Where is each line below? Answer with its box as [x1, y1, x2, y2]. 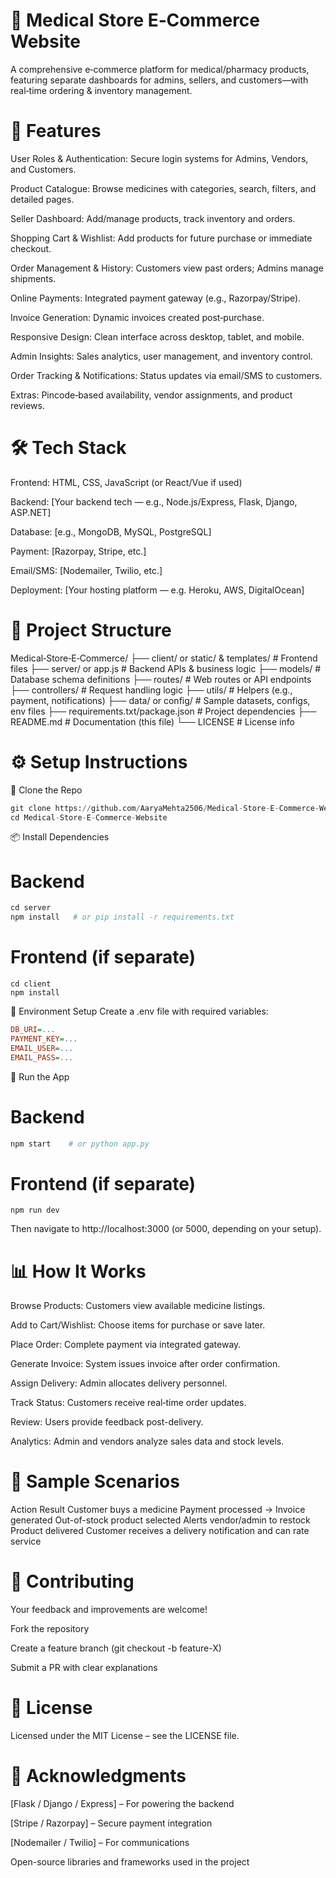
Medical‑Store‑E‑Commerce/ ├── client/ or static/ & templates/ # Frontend [10, 652, 318, 664]
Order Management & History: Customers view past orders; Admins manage [10, 262, 324, 274]
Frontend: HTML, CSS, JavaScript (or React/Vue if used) [10, 476, 243, 488]
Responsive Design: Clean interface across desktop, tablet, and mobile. [10, 330, 305, 343]
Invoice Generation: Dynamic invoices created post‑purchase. [10, 311, 265, 323]
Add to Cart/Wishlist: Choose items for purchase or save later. [10, 1319, 266, 1331]
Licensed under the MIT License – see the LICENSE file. [10, 1730, 240, 1742]
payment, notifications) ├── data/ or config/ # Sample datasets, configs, [10, 694, 311, 706]
